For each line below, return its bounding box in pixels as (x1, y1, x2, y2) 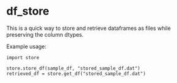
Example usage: (6, 43, 47, 50)
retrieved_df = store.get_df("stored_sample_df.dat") (6, 70, 146, 77)
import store (6, 54, 40, 60)
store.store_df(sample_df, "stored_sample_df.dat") (6, 65, 140, 71)
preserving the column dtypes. (6, 31, 84, 38)
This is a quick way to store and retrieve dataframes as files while (6, 24, 171, 32)
